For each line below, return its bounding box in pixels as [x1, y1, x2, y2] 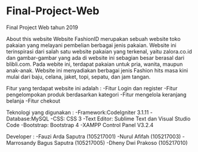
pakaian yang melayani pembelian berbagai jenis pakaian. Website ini [6, 42, 177, 49]
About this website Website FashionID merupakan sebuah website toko [6, 35, 181, 42]
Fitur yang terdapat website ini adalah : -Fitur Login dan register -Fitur [6, 84, 178, 91]
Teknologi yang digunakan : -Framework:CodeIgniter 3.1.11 [6, 109, 149, 116]
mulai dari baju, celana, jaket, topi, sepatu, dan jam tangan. [6, 73, 151, 80]
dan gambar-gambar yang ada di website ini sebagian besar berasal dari [6, 54, 185, 61]
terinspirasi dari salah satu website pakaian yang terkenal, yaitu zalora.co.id [6, 47, 193, 55]
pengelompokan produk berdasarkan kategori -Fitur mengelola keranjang [6, 91, 187, 98]
